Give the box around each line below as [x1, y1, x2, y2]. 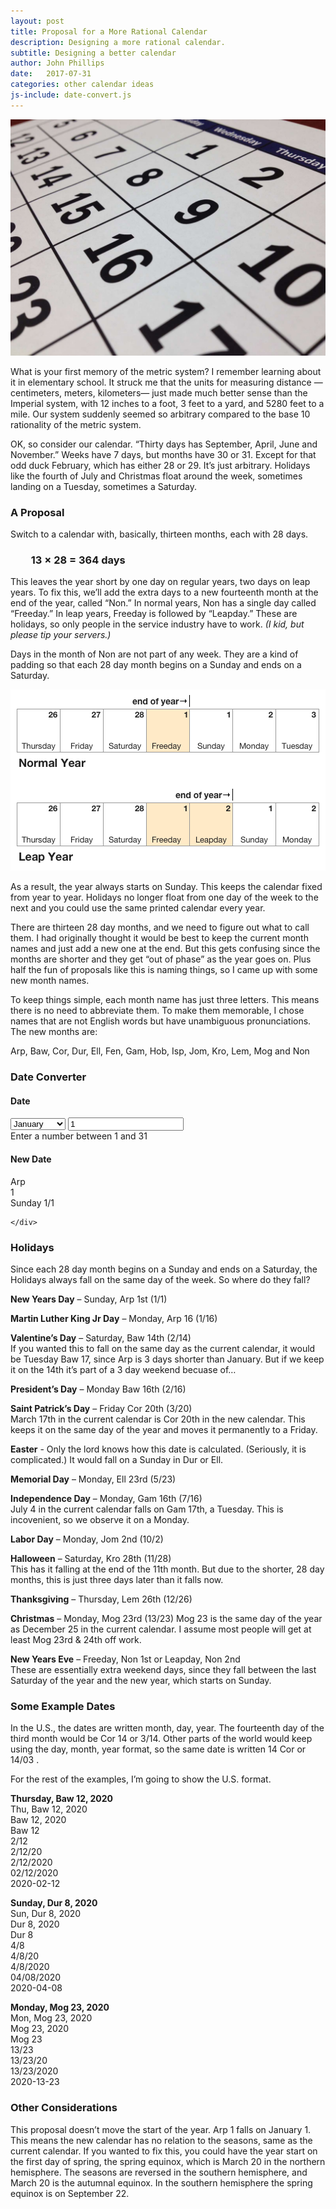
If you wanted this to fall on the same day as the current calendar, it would [10, 1342, 316, 1354]
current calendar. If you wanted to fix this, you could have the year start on [10, 2145, 318, 2157]
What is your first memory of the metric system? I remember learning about [10, 365, 322, 377]
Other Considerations [10, 2101, 118, 2115]
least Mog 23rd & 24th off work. [10, 1633, 142, 1645]
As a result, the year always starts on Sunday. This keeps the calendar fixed [10, 881, 323, 893]
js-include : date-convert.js [10, 90, 132, 100]
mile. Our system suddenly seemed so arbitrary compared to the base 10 [10, 408, 311, 420]
